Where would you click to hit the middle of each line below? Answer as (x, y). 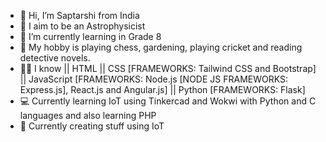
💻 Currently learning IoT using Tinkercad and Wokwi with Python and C (168, 101)
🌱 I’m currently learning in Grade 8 (90, 36)
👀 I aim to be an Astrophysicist (82, 26)
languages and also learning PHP (88, 115)
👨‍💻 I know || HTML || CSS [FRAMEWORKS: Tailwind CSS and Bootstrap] (168, 68)
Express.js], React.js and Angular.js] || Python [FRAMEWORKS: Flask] (162, 89)
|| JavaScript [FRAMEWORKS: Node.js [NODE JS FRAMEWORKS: (153, 79)
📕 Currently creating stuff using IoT (92, 126)
